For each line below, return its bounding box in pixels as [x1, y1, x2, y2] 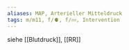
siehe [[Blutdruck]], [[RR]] [7, 35, 81, 43]
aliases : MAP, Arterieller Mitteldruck [7, 10, 123, 17]
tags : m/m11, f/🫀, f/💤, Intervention [7, 16, 120, 23]
